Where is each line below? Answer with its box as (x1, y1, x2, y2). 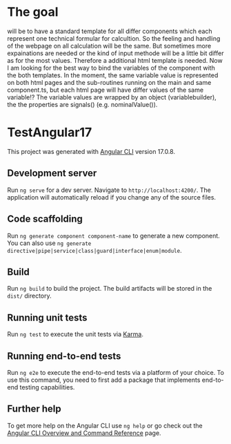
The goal (7, 4, 59, 20)
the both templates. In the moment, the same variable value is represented (7, 70, 219, 79)
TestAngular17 (7, 125, 92, 140)
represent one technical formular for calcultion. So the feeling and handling (7, 34, 221, 42)
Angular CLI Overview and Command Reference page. (7, 429, 161, 437)
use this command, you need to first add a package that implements (7, 376, 201, 384)
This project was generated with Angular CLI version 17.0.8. (7, 147, 176, 155)
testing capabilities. (19, 383, 75, 391)
